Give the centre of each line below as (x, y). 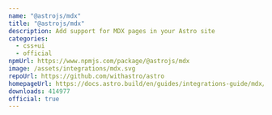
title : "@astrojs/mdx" (47, 23)
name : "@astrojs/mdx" (45, 16)
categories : (28, 38)
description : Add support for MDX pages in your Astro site (112, 31)
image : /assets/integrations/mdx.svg (72, 69)
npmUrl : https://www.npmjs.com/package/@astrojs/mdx (99, 62)
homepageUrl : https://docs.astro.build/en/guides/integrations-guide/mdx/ (137, 83)
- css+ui (30, 46)
